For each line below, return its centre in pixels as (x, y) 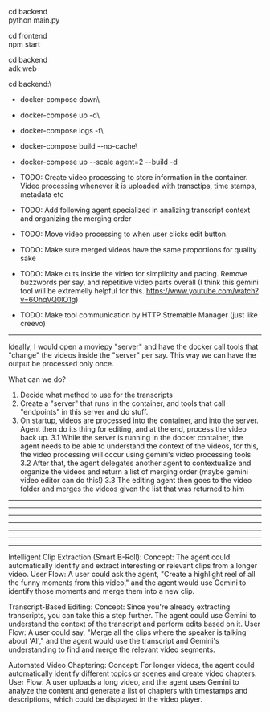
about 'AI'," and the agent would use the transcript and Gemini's (114, 641)
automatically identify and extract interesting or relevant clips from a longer (133, 565)
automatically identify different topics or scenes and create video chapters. (133, 673)
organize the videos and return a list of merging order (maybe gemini (134, 472)
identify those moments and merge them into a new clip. (102, 591)
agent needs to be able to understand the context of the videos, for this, (139, 446)
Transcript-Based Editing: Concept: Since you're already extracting (119, 607)
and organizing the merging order (76, 219)
